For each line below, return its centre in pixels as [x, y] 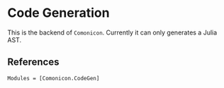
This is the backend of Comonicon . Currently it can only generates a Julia [112, 32]
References [33, 62]
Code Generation [58, 13]
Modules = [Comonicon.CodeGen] [54, 78]
